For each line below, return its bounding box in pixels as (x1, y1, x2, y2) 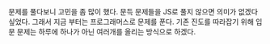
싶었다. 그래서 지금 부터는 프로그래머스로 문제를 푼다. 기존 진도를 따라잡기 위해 (8, 17, 255, 26)
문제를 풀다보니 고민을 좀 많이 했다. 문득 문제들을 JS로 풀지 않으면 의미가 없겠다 (8, 7, 259, 16)
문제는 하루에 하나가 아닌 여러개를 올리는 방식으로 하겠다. (16, 27, 196, 36)
